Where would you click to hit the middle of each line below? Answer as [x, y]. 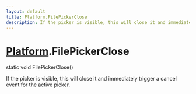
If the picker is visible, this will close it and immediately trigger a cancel [91, 79]
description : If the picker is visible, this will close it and [86, 22]
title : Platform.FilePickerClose [47, 17]
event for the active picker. [38, 85]
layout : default [26, 11]
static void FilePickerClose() [40, 67]
